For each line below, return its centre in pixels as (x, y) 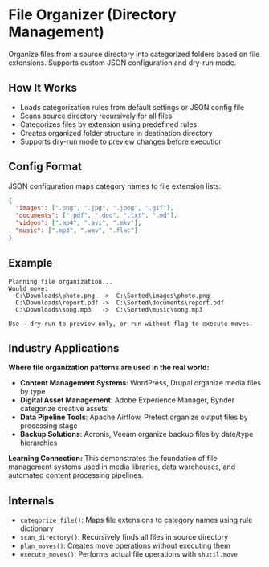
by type (33, 392)
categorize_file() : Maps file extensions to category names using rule (136, 520)
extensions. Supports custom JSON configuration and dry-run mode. (122, 63)
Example (31, 263)
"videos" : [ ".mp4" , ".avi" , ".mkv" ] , (79, 223)
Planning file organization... (61, 281)
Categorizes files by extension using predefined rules (108, 124)
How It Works (43, 88)
